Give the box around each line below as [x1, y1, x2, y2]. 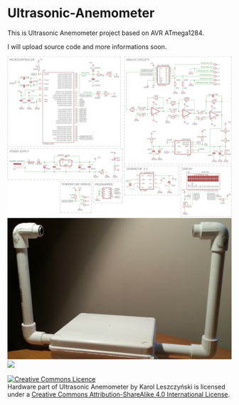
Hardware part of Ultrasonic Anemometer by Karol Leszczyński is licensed [7, 383, 225, 391]
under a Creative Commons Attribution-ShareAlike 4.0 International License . [7, 390, 230, 399]
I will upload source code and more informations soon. [7, 42, 167, 51]
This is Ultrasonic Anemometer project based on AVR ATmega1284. [7, 29, 204, 37]
